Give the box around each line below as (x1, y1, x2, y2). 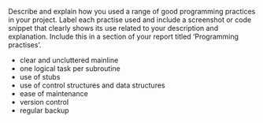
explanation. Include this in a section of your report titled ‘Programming (8, 32, 239, 41)
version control (19, 98, 69, 106)
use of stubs (19, 73, 61, 81)
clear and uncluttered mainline (19, 55, 119, 65)
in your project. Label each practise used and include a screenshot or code (8, 15, 252, 24)
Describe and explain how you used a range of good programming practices (8, 7, 256, 16)
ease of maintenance (19, 89, 88, 98)
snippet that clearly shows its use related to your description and (8, 24, 219, 32)
